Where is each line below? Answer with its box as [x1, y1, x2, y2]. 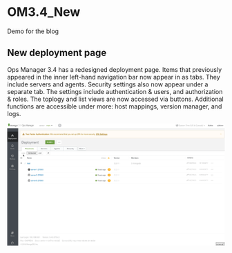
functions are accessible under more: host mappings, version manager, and [7, 102, 222, 111]
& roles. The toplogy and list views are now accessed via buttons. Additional [7, 95, 224, 103]
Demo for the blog [7, 27, 59, 35]
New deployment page [7, 47, 107, 59]
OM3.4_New [7, 4, 81, 20]
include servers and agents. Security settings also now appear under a [7, 80, 209, 88]
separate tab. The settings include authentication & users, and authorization [7, 87, 223, 95]
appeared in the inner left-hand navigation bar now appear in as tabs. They [7, 73, 221, 81]
